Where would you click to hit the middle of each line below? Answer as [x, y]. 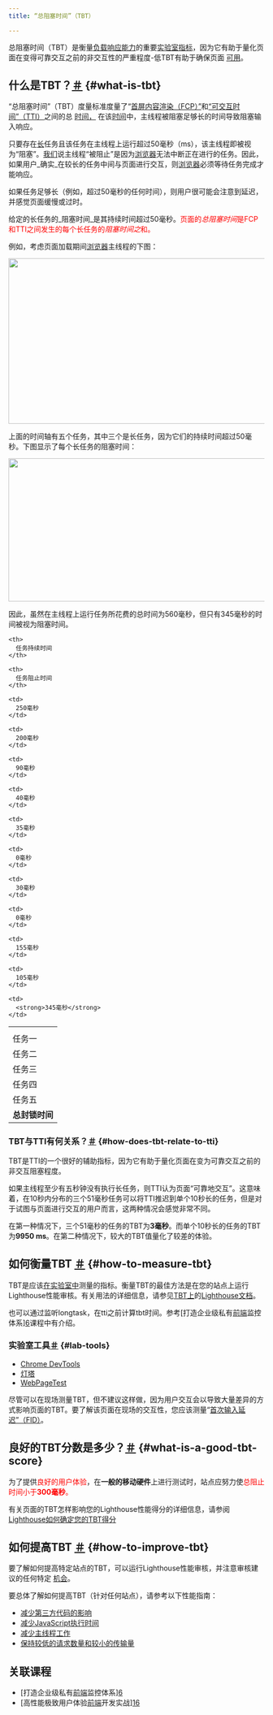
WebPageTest [43, 1383]
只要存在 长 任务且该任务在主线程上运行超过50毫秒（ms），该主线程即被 [126, 144]
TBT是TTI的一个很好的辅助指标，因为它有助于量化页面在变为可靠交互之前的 [135, 1161]
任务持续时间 [34, 648]
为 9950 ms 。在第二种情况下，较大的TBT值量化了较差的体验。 [113, 1236]
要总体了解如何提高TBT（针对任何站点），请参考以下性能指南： [113, 1596]
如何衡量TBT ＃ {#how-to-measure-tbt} [110, 1264]
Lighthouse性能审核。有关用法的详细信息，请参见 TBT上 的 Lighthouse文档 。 [134, 1295]
